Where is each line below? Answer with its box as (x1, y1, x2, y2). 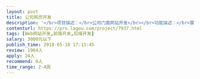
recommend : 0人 (6, 58, 43, 64)
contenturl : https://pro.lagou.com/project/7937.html (6, 25, 143, 31)
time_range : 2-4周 (6, 64, 51, 70)
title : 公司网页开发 (6, 14, 52, 20)
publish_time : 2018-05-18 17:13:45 (6, 42, 95, 48)
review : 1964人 (6, 48, 43, 53)
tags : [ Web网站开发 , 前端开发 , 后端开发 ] (6, 31, 94, 37)
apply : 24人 (6, 53, 35, 59)
